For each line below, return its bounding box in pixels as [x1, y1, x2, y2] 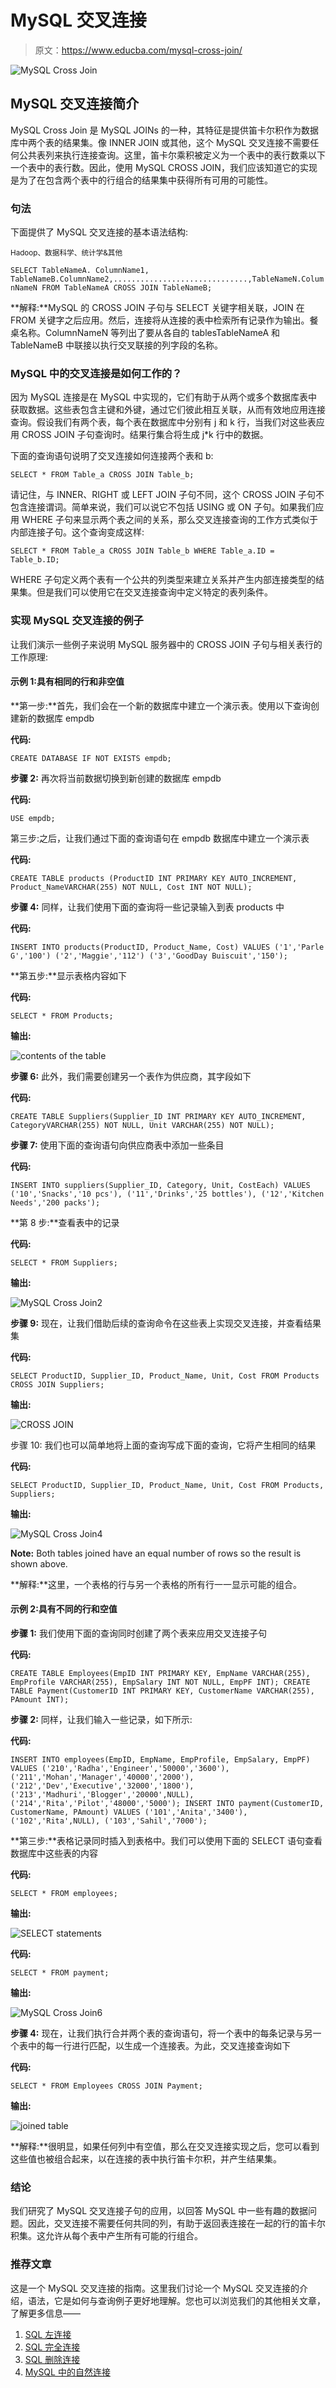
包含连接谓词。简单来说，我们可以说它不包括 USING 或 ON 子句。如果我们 [10, 501, 316, 513]
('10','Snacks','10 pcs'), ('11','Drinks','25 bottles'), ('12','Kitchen [10, 1189, 325, 1199]
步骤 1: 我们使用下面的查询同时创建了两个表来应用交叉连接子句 [10, 1627, 267, 1640]
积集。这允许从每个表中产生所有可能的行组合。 [10, 2230, 203, 2242]
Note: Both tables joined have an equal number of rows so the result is [10, 1547, 302, 1559]
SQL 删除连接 [24, 2353, 81, 2365]
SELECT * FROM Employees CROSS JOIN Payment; [10, 2081, 203, 2091]
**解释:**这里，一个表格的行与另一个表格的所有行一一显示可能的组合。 [10, 1578, 303, 1590]
